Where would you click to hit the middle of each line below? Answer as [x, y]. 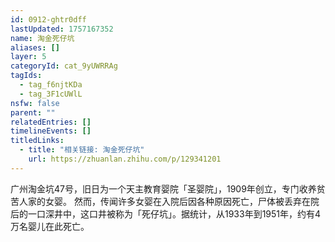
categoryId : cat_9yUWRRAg [64, 66]
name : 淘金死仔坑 [42, 38]
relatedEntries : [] [51, 122]
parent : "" [33, 112]
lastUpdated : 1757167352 [62, 29]
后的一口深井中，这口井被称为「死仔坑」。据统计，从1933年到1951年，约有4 [166, 213]
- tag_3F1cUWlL [51, 94]
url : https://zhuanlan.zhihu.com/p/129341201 [125, 159]
